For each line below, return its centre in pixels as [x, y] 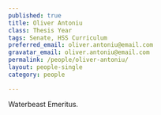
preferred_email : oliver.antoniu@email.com [81, 45]
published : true [35, 15]
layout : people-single [45, 67]
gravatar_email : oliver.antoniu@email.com [79, 52]
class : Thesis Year [40, 30]
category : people [37, 75]
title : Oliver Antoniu [45, 23]
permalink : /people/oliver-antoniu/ [68, 60]
